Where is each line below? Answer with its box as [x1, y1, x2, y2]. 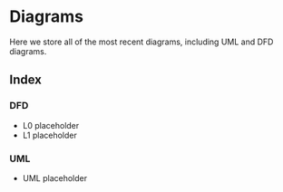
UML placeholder [22, 172, 88, 183]
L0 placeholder [22, 120, 80, 130]
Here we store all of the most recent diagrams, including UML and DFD [9, 36, 274, 47]
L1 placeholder [22, 130, 77, 140]
